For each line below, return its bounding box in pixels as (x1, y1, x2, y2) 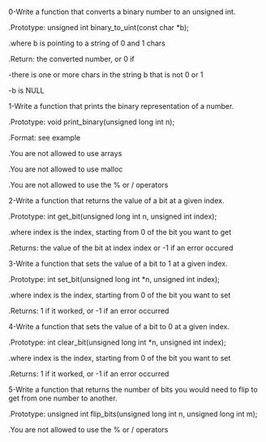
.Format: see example (8, 133, 81, 142)
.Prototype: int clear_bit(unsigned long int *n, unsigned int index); (8, 337, 227, 347)
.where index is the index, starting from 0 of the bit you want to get (8, 227, 232, 236)
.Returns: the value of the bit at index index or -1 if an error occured (8, 243, 234, 253)
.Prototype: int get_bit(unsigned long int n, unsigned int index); (8, 211, 217, 221)
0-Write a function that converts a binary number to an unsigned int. (8, 7, 236, 16)
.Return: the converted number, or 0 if (8, 54, 135, 63)
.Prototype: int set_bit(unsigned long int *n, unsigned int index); (8, 275, 221, 284)
